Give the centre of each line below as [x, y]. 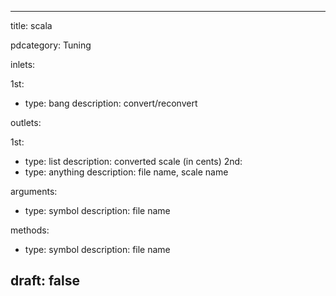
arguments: [34, 191]
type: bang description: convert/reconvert [111, 103]
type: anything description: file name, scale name [126, 172]
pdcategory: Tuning [51, 45]
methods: [30, 230]
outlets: [26, 122]
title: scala [31, 25]
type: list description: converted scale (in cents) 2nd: [133, 161]
